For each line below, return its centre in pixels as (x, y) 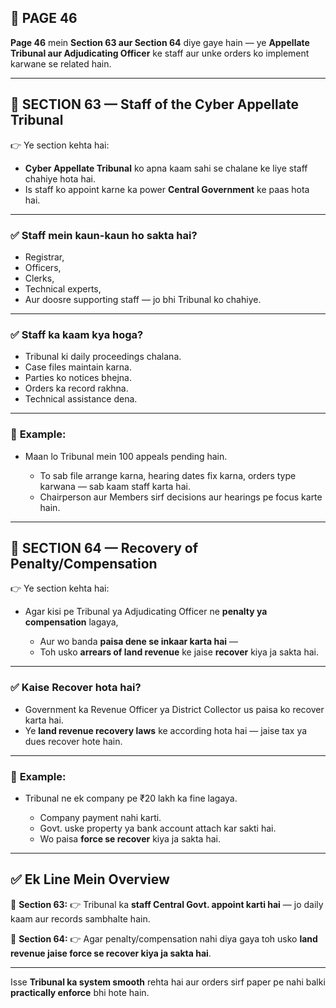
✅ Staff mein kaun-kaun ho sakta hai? (104, 235)
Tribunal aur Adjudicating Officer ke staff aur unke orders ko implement (160, 53)
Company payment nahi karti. (100, 817)
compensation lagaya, (71, 622)
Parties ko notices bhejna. (78, 378)
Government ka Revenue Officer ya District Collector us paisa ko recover (174, 709)
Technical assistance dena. (81, 399)
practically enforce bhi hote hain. (80, 992)
